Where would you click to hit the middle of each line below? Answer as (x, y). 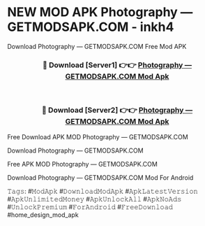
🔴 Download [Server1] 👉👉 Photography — (117, 65)
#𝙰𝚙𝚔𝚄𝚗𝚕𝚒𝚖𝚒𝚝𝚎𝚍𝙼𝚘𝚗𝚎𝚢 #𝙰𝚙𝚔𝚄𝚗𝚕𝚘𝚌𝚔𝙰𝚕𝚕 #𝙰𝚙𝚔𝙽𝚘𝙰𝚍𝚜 (94, 199)
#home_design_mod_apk (43, 215)
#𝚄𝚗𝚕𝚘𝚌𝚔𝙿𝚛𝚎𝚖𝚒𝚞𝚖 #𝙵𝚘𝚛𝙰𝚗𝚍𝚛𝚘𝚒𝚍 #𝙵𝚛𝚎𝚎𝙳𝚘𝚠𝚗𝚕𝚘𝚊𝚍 (90, 206)
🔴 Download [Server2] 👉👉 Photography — (117, 111)
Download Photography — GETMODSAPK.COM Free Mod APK (97, 46)
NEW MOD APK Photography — (100, 12)
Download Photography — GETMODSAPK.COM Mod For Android (100, 177)
